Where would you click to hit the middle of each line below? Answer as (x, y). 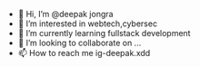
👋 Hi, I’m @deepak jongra (65, 14)
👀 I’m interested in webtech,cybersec (87, 24)
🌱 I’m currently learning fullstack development (104, 33)
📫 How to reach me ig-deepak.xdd (84, 53)
